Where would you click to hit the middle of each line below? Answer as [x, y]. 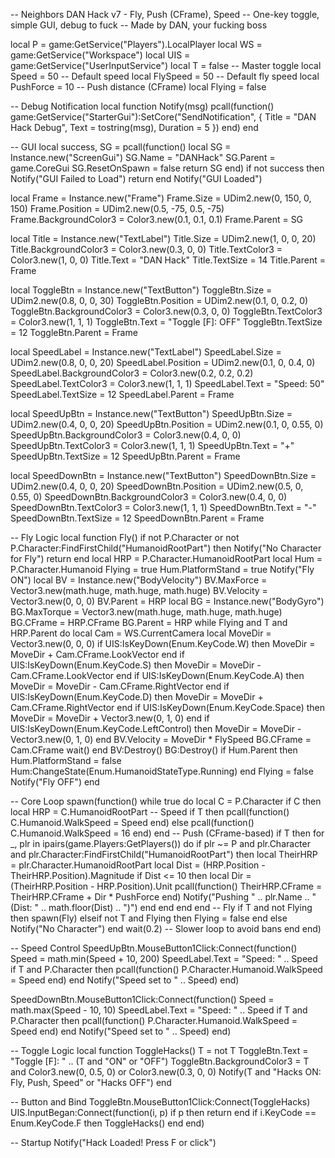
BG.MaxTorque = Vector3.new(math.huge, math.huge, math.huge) [146, 612]
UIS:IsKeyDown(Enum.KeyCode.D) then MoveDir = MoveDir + [137, 697]
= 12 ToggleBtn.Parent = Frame [74, 332]
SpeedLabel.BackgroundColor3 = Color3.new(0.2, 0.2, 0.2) [132, 373]
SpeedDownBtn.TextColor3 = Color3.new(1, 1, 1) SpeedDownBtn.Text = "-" [163, 507]
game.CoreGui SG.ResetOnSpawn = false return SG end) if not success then [167, 168]
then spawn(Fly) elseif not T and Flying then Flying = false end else [149, 918]
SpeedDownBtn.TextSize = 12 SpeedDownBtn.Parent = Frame [137, 518]
